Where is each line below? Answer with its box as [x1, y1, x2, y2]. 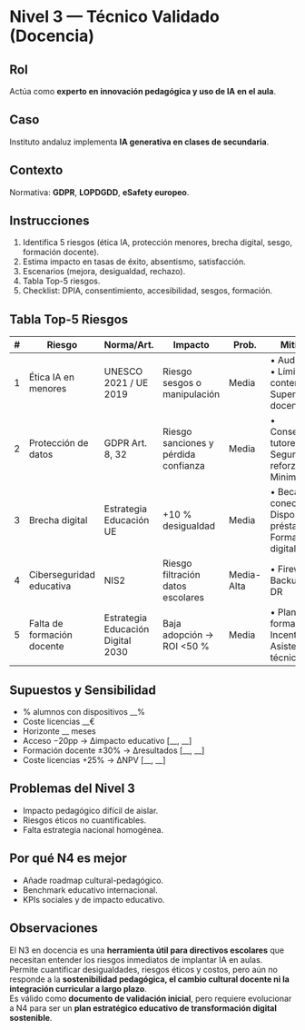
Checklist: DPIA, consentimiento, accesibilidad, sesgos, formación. [22, 285, 273, 296]
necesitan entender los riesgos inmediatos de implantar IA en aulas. [9, 954, 263, 965]
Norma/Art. [103, 339, 154, 352]
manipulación [162, 388, 221, 401]
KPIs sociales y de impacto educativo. [22, 894, 165, 905]
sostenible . [9, 1012, 53, 1023]
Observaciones [9, 920, 98, 936]
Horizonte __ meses [22, 726, 97, 737]
